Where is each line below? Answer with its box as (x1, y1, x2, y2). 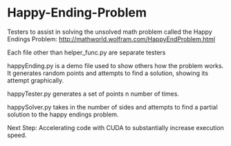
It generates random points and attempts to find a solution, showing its (7, 69, 209, 77)
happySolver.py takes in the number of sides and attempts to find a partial (7, 103, 218, 111)
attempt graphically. (7, 76, 64, 84)
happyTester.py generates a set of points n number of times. (7, 90, 180, 98)
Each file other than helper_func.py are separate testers (7, 48, 166, 56)
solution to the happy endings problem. (7, 110, 119, 118)
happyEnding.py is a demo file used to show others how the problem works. (7, 61, 224, 70)
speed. (7, 131, 27, 139)
